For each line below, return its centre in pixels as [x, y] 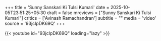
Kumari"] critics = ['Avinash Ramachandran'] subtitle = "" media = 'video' [80, 18]
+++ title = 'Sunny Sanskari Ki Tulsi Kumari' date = [57, 7]
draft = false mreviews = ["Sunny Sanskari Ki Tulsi [99, 13]
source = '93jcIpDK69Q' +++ [35, 23]
